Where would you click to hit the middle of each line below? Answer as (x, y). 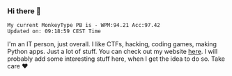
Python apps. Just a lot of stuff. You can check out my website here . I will (113, 52)
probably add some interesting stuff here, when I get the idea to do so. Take (116, 59)
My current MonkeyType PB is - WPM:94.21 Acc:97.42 (84, 26)
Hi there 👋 (24, 11)
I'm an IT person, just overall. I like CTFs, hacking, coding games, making (112, 44)
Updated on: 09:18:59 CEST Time (54, 31)
